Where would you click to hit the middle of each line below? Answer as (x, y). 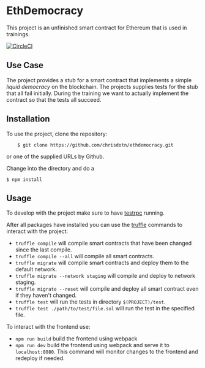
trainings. (18, 34)
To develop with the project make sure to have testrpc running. (86, 213)
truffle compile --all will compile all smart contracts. (85, 256)
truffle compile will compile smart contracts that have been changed (103, 243)
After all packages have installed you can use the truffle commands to (94, 225)
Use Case (25, 65)
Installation (28, 119)
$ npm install (24, 179)
